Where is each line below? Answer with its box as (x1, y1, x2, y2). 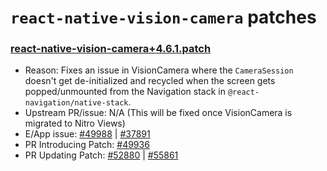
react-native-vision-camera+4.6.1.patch (10, 42, 212, 56)
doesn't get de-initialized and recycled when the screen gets (24, 75, 276, 87)
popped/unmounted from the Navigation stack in (24, 86, 226, 98)
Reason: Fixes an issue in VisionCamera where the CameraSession (24, 64, 294, 76)
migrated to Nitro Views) (24, 117, 126, 130)
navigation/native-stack (24, 98, 129, 108)
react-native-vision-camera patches (10, 6, 317, 29)
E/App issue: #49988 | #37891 (24, 128, 151, 140)
